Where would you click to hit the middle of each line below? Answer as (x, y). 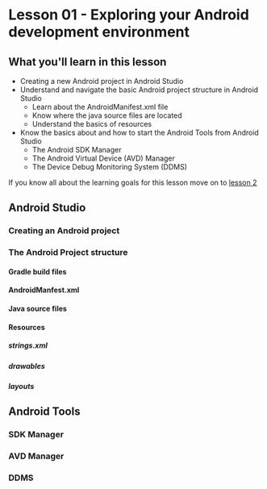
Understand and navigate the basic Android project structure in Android (139, 90)
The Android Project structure (68, 253)
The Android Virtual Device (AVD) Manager (104, 158)
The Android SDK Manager (77, 150)
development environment (99, 32)
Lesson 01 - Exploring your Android (129, 15)
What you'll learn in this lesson (88, 62)
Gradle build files (38, 271)
